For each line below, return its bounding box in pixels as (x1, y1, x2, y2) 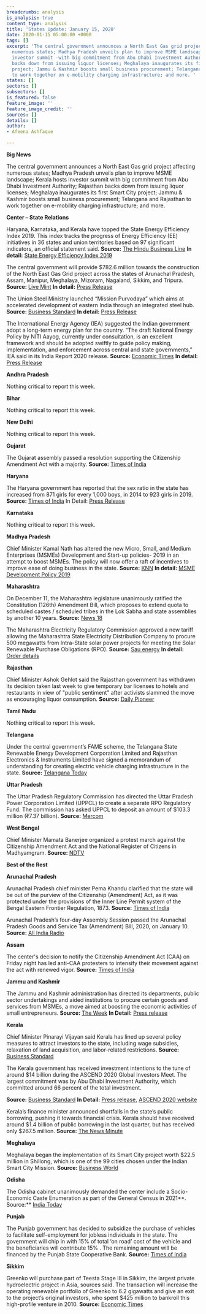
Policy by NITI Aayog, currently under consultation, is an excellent (6, 333, 173, 340)
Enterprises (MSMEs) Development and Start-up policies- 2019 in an (6, 551, 180, 559)
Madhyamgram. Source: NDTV (6, 849, 85, 856)
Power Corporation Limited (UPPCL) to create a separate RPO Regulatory (6, 800, 191, 806)
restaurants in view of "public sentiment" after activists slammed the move (6, 689, 194, 696)
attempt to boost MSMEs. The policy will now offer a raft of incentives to (6, 558, 189, 565)
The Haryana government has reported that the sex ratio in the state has (6, 484, 189, 491)
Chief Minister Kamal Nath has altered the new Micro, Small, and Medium (6, 545, 191, 552)
